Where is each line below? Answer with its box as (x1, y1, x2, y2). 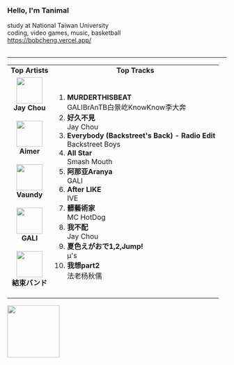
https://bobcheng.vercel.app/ (7, 36, 92, 44)
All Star (67, 148, 93, 158)
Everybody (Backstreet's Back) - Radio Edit (67, 131, 216, 140)
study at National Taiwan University (7, 22, 109, 30)
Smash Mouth (67, 157, 113, 167)
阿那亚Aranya (67, 167, 113, 177)
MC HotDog (67, 213, 106, 222)
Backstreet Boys (67, 140, 120, 149)
